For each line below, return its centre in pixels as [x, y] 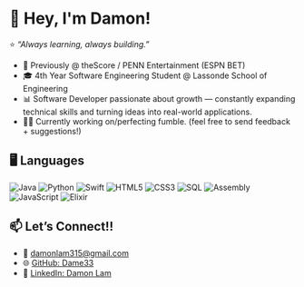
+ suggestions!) [52, 131]
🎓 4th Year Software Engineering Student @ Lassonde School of [145, 75]
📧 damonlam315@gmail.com [76, 252]
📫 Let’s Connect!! [62, 227]
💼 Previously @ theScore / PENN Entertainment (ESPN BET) [134, 65]
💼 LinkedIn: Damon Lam [67, 272]
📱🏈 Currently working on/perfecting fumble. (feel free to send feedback [156, 121]
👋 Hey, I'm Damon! [80, 19]
